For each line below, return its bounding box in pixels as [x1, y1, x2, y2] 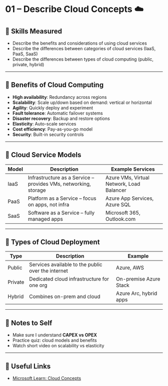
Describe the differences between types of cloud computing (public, [12, 56, 154, 62]
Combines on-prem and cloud [29, 293, 101, 300]
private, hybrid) [12, 62, 44, 67]
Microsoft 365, [105, 209, 141, 216]
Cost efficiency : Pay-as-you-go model [12, 126, 93, 132]
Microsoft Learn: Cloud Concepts [12, 375, 81, 381]
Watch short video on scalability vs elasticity [12, 343, 104, 349]
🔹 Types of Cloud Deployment [5, 238, 100, 246]
